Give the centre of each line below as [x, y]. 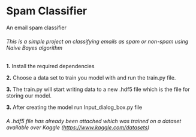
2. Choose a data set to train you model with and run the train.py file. [91, 78]
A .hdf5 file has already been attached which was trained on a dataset [94, 121]
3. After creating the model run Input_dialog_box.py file [74, 107]
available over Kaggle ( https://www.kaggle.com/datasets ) [78, 127]
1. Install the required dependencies [50, 66]
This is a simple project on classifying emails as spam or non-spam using [97, 41]
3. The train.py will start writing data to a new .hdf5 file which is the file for [98, 89]
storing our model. [29, 96]
